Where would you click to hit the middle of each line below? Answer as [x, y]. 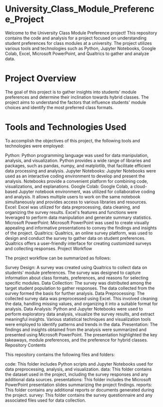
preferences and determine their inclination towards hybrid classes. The [77, 97]
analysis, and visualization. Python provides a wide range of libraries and [78, 160]
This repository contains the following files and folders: [60, 354]
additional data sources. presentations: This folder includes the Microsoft [78, 379]
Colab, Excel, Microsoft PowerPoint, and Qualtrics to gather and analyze [77, 53]
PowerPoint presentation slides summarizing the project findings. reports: [79, 385]
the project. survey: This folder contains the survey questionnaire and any [79, 395]
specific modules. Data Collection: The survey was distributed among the [78, 283]
